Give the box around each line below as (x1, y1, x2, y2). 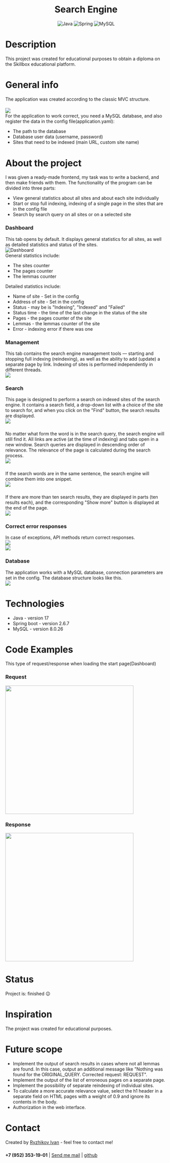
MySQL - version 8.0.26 (12, 626, 63, 632)
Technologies (5, 597, 65, 609)
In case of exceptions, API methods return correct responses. (5, 534, 135, 540)
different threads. (5, 366, 42, 373)
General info (5, 79, 59, 91)
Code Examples (5, 644, 73, 655)
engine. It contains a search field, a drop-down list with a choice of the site (5, 402, 163, 408)
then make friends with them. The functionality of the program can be (5, 180, 153, 186)
